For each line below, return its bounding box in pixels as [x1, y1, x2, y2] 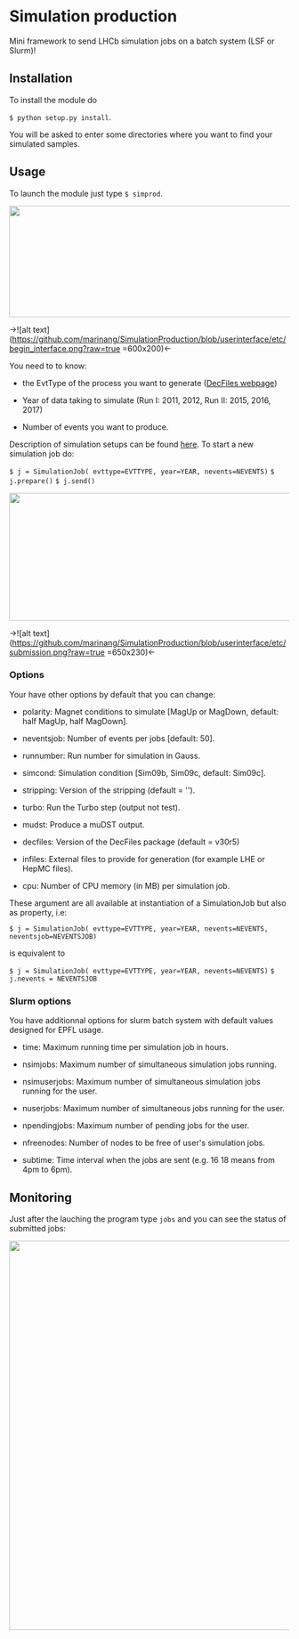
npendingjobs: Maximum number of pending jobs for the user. [21, 1120, 250, 1131]
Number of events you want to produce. [21, 421, 169, 432]
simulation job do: [9, 448, 75, 459]
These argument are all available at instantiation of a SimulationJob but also [9, 897, 287, 908]
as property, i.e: [9, 907, 68, 917]
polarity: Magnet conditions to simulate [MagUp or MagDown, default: [21, 706, 279, 717]
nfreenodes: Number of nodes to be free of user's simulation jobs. [21, 1137, 265, 1149]
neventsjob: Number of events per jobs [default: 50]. [21, 732, 215, 744]
